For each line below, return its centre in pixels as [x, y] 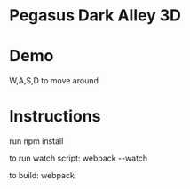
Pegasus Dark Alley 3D [95, 16]
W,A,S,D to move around [54, 81]
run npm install [36, 141]
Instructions [55, 117]
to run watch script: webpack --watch [79, 158]
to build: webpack [42, 176]
